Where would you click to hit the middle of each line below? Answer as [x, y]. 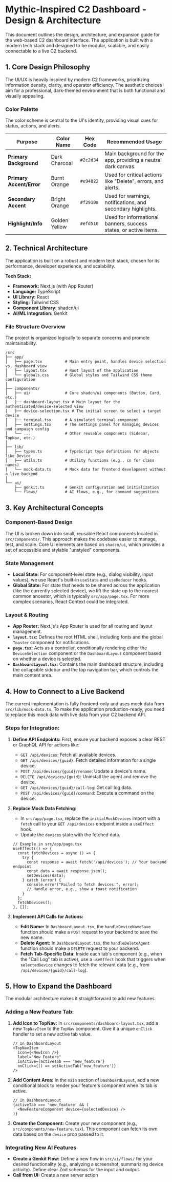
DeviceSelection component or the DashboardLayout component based [87, 653]
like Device [18, 456]
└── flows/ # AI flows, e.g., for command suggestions [87, 492]
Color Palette [22, 109]
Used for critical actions [133, 175]
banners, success [126, 223]
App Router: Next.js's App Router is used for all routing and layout [82, 626]
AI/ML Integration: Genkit [40, 313]
